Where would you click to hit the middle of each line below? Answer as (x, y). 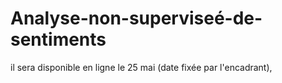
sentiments (58, 39)
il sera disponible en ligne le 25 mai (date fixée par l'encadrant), (141, 67)
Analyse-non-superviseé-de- (136, 18)
